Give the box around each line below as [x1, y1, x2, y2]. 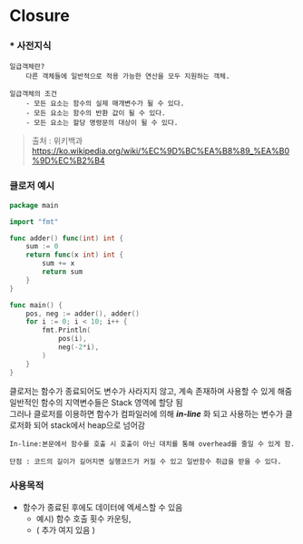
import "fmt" [9, 217, 59, 227]
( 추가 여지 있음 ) [35, 524, 95, 535]
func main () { [9, 300, 64, 309]
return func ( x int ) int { [25, 250, 124, 259]
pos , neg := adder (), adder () [25, 309, 141, 318]
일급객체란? [9, 63, 45, 72]
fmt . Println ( [42, 325, 92, 335]
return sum [42, 267, 83, 277]
